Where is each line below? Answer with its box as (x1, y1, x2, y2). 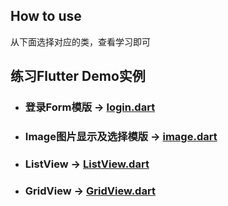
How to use (10, 8, 82, 25)
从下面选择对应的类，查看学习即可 (10, 35, 151, 48)
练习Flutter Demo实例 (10, 68, 146, 85)
